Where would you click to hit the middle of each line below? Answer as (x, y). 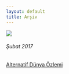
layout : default (26, 11)
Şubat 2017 (19, 47)
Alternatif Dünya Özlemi (34, 64)
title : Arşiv (22, 17)
